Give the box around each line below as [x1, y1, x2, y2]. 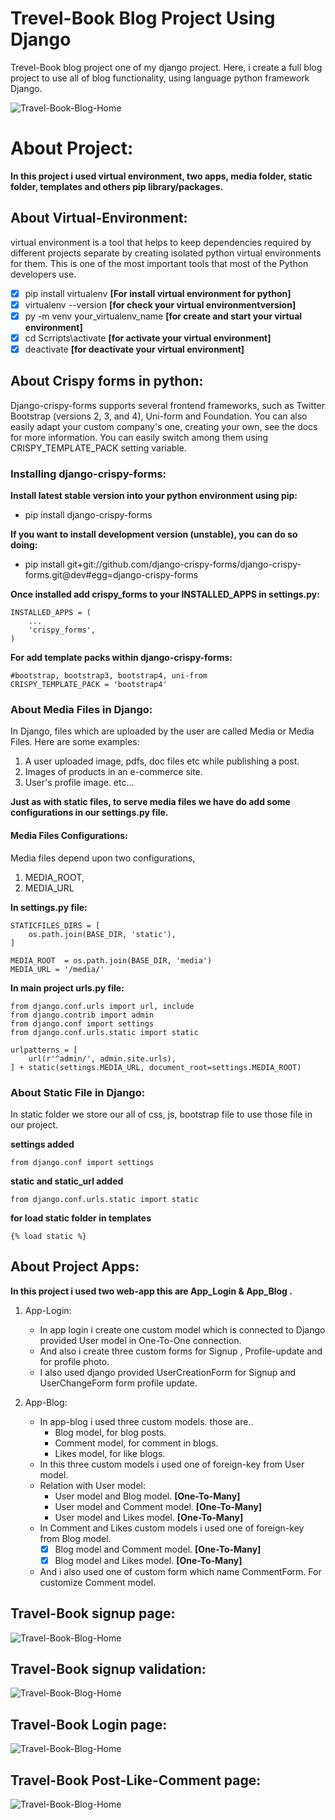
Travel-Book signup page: [10, 1605, 176, 1622]
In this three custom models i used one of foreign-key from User [39, 1458, 305, 1470]
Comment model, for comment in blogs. [54, 1437, 219, 1449]
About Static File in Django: [10, 1085, 146, 1099]
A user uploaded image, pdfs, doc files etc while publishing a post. [24, 755, 300, 767]
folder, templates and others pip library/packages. [10, 180, 224, 192]
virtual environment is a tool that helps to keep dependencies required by [10, 236, 312, 248]
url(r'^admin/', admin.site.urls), [28, 1053, 177, 1064]
